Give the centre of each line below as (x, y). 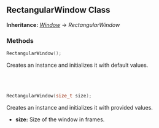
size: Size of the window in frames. (60, 119)
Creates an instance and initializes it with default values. (77, 65)
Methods (20, 40)
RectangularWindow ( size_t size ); (49, 96)
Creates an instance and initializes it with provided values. (80, 107)
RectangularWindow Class (58, 10)
